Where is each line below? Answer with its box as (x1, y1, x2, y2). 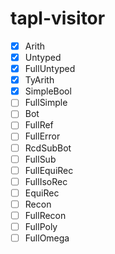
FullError (24, 130, 61, 142)
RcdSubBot (24, 142, 72, 154)
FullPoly (24, 220, 58, 232)
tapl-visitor (10, 7, 106, 30)
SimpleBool (24, 85, 72, 97)
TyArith (24, 74, 55, 86)
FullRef (24, 119, 54, 131)
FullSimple (24, 97, 68, 109)
